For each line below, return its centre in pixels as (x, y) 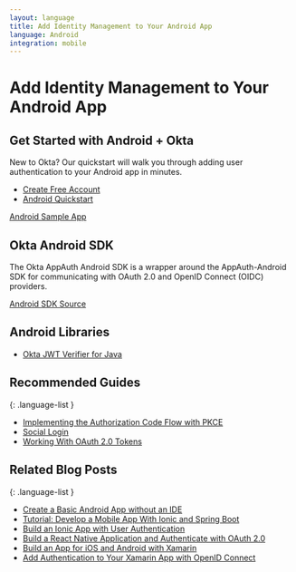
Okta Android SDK (62, 245)
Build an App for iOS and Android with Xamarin (110, 548)
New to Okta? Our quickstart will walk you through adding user (126, 162)
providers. (29, 286)
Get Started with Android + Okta (102, 140)
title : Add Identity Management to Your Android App (111, 26)
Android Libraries (60, 332)
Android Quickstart (57, 199)
